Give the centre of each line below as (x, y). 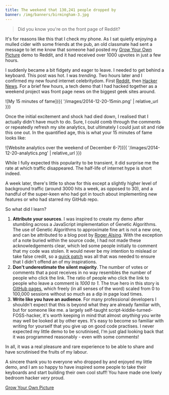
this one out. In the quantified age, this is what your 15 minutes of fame (79, 132)
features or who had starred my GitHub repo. (52, 199)
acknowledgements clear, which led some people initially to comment (85, 246)
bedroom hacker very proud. (35, 378)
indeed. (13, 173)
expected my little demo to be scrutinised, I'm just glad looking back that (88, 331)
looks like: (16, 138)
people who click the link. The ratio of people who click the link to (81, 277)
